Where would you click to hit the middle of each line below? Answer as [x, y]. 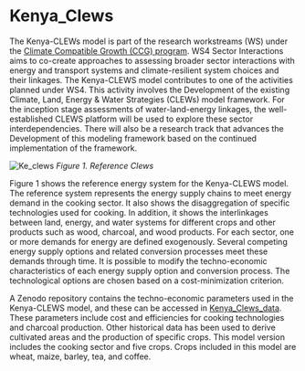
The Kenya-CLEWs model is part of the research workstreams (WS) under [149, 41]
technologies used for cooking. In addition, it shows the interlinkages [139, 212]
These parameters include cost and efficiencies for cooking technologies [147, 317]
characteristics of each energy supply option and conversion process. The [150, 270]
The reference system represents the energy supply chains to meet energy [151, 193]
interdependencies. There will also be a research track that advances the [147, 128]
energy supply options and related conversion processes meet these [139, 251]
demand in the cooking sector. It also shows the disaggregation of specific [150, 203]
